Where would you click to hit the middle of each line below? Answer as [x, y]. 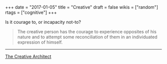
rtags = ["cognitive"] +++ [31, 12]
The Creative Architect [28, 56]
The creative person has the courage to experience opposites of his [87, 32]
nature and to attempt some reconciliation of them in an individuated [87, 37]
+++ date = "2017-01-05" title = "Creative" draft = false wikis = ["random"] [82, 7]
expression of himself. [40, 42]
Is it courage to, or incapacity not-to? [43, 22]
